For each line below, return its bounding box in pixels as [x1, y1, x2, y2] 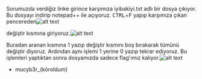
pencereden [6, 18, 37, 25]
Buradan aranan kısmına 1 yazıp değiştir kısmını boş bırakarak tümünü [6, 42, 180, 48]
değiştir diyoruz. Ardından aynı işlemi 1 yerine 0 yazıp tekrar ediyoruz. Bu [6, 48, 188, 55]
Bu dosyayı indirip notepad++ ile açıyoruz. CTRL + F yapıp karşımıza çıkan [6, 11, 188, 19]
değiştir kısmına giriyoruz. [6, 30, 71, 37]
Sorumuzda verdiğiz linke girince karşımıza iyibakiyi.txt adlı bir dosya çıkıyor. [6, 5, 197, 12]
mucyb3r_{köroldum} [14, 66, 68, 73]
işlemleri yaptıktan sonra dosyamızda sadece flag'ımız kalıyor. [6, 54, 160, 61]
